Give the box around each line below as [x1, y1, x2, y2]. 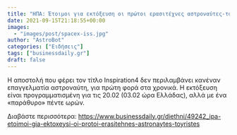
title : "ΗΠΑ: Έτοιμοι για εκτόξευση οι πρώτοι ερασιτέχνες [7, 10, 185, 18]
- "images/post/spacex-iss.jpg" [13, 30, 109, 37]
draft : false [7, 57, 46, 64]
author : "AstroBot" [7, 37, 65, 44]
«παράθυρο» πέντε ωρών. [7, 98, 85, 107]
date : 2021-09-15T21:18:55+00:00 [7, 17, 106, 24]
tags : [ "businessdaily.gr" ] [7, 50, 90, 57]
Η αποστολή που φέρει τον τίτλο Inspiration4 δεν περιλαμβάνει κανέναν [7, 76, 221, 84]
